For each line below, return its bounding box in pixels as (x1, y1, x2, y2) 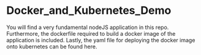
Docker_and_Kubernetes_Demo (6, 4, 172, 18)
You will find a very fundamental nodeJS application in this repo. (6, 24, 169, 31)
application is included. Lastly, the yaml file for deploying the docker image (6, 36, 195, 44)
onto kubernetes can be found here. (6, 43, 97, 50)
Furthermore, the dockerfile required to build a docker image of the (6, 30, 176, 37)
